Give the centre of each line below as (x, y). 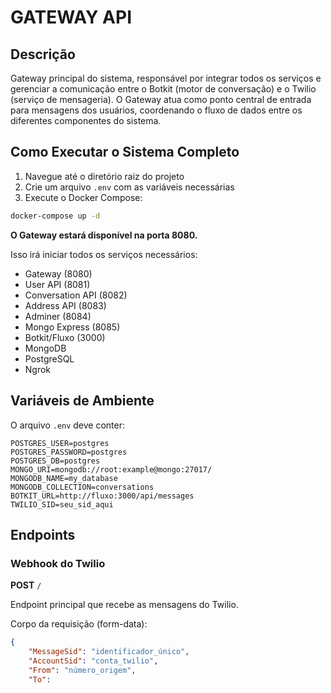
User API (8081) (57, 284)
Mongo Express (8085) (72, 327)
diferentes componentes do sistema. (86, 120)
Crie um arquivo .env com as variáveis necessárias (129, 187)
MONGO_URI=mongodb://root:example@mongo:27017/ (111, 469)
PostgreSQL (49, 358)
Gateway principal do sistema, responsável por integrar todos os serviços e (166, 78)
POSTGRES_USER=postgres (60, 443)
